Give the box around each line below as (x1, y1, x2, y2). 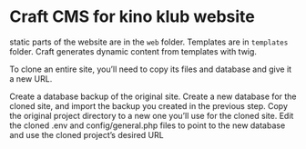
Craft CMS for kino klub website (9, 6, 255, 27)
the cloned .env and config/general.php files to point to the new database (9, 120, 286, 131)
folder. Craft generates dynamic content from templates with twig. (9, 45, 258, 56)
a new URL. (9, 73, 53, 84)
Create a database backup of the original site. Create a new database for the (9, 91, 298, 102)
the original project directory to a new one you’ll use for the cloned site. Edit (9, 110, 294, 121)
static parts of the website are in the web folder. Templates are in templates (9, 36, 289, 47)
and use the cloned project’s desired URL (9, 129, 164, 140)
